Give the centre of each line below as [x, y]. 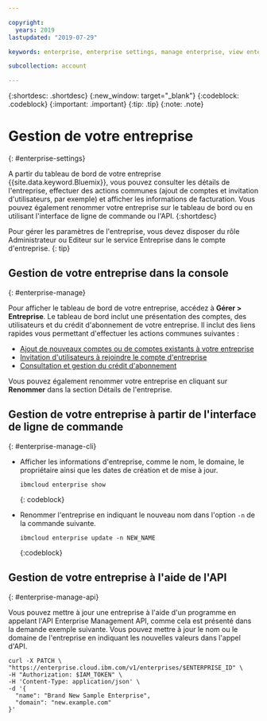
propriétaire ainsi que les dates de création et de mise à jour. [119, 470]
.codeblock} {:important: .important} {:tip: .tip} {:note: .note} [106, 104]
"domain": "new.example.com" [64, 702]
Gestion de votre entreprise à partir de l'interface [132, 415]
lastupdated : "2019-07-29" [53, 37]
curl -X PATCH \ [35, 661]
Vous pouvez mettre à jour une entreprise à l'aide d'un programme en [122, 612]
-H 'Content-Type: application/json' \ [74, 681]
